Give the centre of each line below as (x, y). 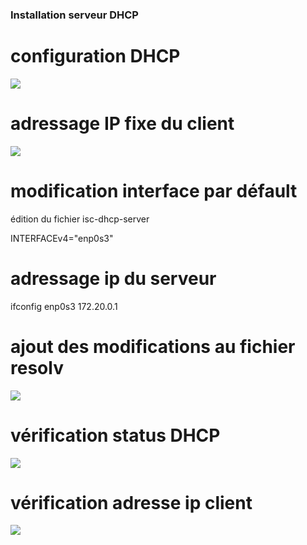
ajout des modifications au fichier (153, 346)
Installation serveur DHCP (74, 15)
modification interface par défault (154, 190)
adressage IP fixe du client (122, 124)
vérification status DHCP (115, 435)
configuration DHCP (95, 56)
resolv (37, 367)
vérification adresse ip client (131, 502)
